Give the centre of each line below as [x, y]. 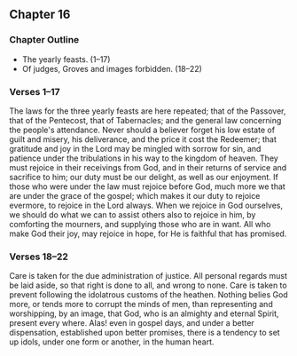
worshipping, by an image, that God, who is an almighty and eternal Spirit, [144, 313]
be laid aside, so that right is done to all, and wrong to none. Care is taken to [148, 285]
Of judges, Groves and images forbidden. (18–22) [112, 68]
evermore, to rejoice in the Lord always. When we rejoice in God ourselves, [146, 205]
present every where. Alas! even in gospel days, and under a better [132, 323]
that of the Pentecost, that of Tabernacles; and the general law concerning [145, 120]
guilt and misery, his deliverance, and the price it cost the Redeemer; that [143, 139]
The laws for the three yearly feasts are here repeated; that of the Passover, [148, 111]
